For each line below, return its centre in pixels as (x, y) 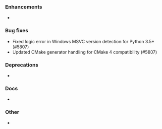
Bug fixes (17, 31)
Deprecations (22, 64)
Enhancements (24, 7)
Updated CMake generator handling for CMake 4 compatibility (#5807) (85, 52)
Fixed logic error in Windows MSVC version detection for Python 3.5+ (83, 41)
